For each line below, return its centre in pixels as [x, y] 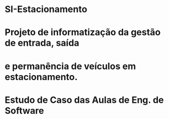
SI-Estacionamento [46, 9]
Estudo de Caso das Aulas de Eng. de [84, 100]
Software [24, 111]
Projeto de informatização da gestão [83, 33]
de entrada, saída [42, 43]
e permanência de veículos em [70, 66]
